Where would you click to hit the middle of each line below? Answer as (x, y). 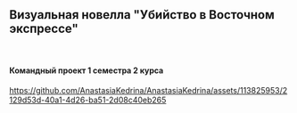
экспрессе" (44, 29)
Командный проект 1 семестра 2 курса (87, 70)
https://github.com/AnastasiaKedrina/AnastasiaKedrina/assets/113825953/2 (148, 91)
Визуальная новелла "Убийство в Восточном (142, 15)
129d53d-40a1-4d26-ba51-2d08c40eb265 (88, 100)
